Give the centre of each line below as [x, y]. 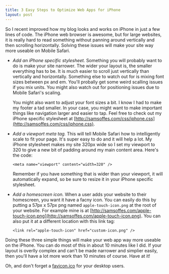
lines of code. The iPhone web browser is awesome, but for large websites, [83, 34]
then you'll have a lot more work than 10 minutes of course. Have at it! [78, 256]
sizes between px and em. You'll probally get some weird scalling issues [88, 82]
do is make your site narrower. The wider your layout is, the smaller [82, 66]
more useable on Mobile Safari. [38, 51]
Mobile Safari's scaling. [37, 93]
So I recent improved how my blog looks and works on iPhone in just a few [83, 29]
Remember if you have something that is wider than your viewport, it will [88, 174]
